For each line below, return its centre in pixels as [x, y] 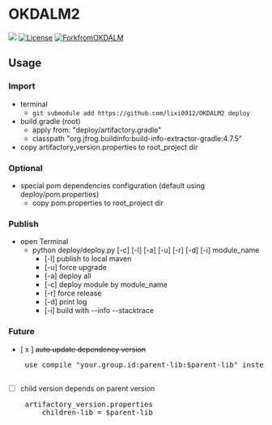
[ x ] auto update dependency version [83, 349]
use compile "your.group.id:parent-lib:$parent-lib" [132, 365]
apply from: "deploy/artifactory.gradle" [97, 130]
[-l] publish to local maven [88, 259]
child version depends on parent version [87, 388]
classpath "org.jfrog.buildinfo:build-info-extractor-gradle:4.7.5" [137, 138]
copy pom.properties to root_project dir [98, 203]
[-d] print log [66, 302]
